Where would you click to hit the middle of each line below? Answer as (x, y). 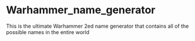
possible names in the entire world (48, 32)
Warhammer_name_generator (81, 10)
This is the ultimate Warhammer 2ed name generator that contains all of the (97, 26)
